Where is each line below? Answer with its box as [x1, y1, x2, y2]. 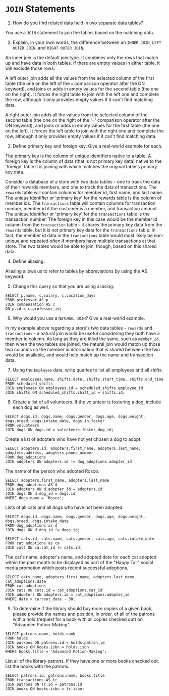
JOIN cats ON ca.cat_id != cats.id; [5, 545, 82, 550]
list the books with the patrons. [5, 663, 70, 669]
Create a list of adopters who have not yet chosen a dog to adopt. [5, 436, 142, 442]
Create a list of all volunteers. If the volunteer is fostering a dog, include [12, 399, 161, 405]
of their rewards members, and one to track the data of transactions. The [5, 184, 157, 190]
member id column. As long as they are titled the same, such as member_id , [5, 336, 160, 342]
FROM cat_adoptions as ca [5, 540, 60, 546]
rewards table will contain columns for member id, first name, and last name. [5, 189, 163, 195]
